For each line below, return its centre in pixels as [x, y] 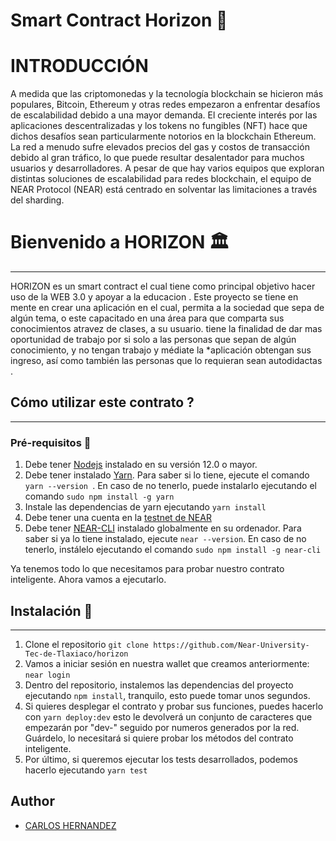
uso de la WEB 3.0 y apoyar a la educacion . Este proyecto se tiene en [154, 297]
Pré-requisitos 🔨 [51, 442]
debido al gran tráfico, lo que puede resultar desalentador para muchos [157, 158]
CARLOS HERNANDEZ [70, 825]
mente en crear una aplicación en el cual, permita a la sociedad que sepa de [167, 308]
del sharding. [37, 200]
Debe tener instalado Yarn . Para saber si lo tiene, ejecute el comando [167, 475]
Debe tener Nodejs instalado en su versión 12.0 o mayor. [141, 465]
